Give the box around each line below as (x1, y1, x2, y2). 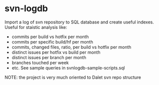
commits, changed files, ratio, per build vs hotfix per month (11, 44, 132, 50)
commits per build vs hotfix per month (11, 34, 89, 40)
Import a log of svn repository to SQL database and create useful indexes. (4, 19, 154, 25)
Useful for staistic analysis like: (4, 24, 67, 30)
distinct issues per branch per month (11, 54, 86, 60)
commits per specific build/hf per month (11, 39, 94, 44)
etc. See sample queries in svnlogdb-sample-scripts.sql (11, 64, 125, 71)
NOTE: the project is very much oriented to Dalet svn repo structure (4, 74, 141, 80)
